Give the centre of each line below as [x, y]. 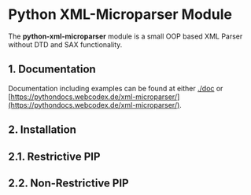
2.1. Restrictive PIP [54, 156]
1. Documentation [52, 70]
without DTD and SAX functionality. [65, 44]
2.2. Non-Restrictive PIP [68, 183]
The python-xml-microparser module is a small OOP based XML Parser [125, 36]
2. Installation [42, 130]
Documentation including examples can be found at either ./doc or [116, 88]
